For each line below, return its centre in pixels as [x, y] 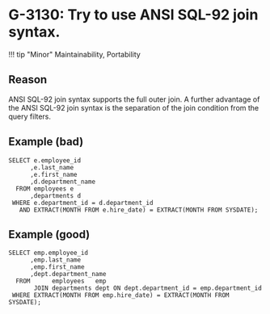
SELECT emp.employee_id [49, 253]
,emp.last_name [55, 260]
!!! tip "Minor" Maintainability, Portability [75, 54]
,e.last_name [52, 167]
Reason [28, 80]
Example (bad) [46, 142]
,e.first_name [54, 174]
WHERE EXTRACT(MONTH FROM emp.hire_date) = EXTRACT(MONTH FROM [120, 295]
